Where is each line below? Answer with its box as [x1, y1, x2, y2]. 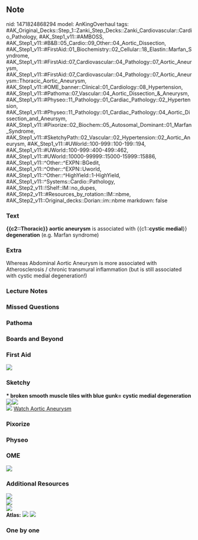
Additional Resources [6, 480, 69, 488]
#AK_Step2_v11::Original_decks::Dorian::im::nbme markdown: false [6, 197, 168, 204]
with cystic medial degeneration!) [6, 272, 87, 279]
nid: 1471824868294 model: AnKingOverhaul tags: [6, 20, 129, 27]
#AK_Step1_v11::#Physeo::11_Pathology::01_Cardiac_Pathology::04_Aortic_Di [6, 108, 190, 116]
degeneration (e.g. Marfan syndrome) [6, 231, 99, 239]
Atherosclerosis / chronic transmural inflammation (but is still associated [6, 266, 182, 273]
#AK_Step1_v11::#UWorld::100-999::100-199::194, [27, 140, 146, 147]
